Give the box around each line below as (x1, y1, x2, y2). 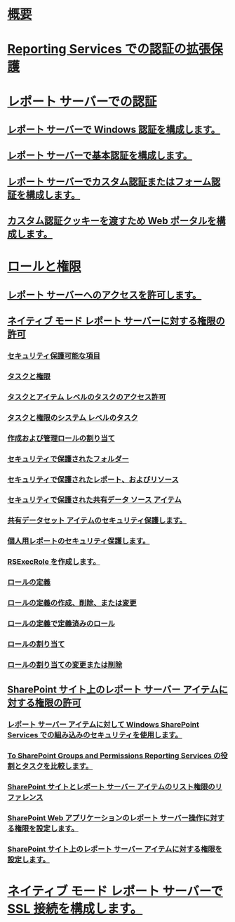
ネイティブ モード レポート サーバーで (7, 883, 223, 900)
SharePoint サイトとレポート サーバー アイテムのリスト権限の (7, 782, 215, 791)
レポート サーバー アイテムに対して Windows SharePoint (7, 720, 200, 730)
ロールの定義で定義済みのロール (7, 619, 116, 628)
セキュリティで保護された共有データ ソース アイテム (7, 495, 182, 505)
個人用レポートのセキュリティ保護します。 (7, 536, 150, 546)
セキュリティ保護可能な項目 (7, 351, 100, 361)
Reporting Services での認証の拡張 (7, 41, 211, 57)
